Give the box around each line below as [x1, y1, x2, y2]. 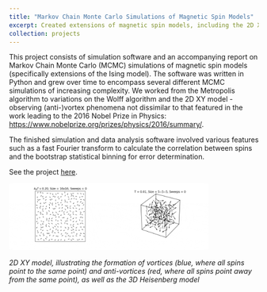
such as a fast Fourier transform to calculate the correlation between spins [9, 144, 253, 153]
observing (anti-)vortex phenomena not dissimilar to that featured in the [9, 103, 243, 113]
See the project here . [9, 167, 78, 177]
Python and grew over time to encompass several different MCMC [9, 78, 225, 87]
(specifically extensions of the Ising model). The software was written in [9, 69, 245, 79]
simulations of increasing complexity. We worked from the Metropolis [9, 86, 236, 95]
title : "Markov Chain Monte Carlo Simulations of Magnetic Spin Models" [9, 13, 254, 21]
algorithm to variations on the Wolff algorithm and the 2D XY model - [9, 94, 233, 104]
